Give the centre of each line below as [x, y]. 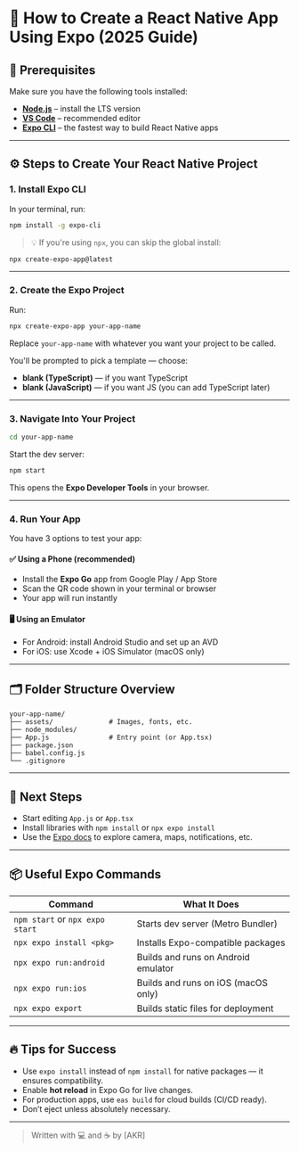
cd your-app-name [41, 437]
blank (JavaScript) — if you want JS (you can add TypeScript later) [146, 387]
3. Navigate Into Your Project [73, 418]
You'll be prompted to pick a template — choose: [99, 360]
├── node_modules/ [43, 730]
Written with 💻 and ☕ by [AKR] [88, 1135]
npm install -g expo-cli [55, 225]
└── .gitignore [37, 761]
